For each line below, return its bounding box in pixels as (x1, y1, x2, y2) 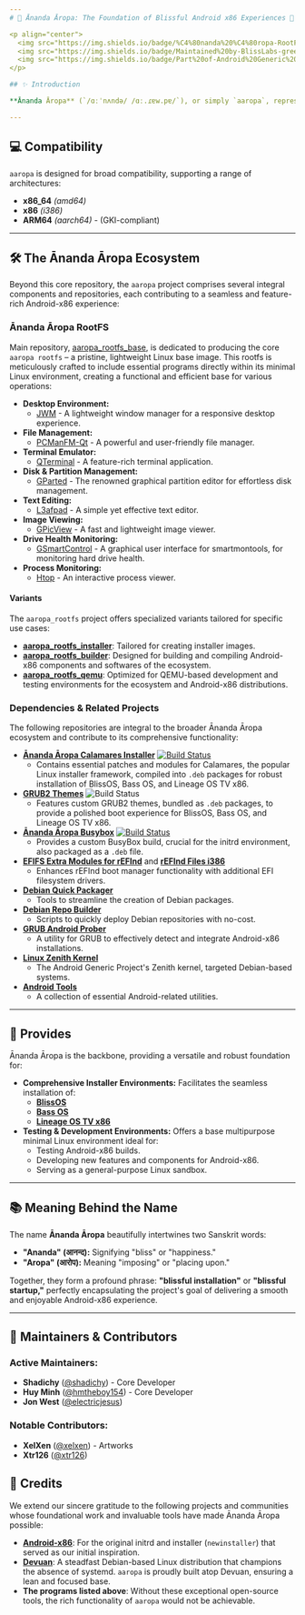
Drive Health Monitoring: (22, 533, 119, 544)
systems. (35, 972, 71, 983)
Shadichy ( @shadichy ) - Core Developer (22, 1377, 176, 1388)
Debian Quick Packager (22, 885, 113, 896)
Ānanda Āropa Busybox (22, 827, 115, 838)
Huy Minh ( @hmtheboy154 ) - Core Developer (22, 1387, 193, 1398)
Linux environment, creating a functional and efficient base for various (9, 370, 272, 382)
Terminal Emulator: (22, 446, 97, 457)
